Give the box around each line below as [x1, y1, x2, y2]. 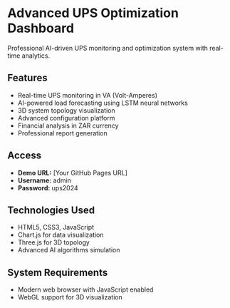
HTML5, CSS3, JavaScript [17, 223, 95, 232]
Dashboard [7, 20, 75, 36]
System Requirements [7, 266, 108, 279]
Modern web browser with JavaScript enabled [17, 285, 154, 294]
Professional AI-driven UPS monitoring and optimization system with [7, 43, 209, 52]
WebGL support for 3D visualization [17, 293, 122, 302]
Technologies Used [7, 204, 95, 216]
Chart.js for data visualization [17, 230, 105, 240]
